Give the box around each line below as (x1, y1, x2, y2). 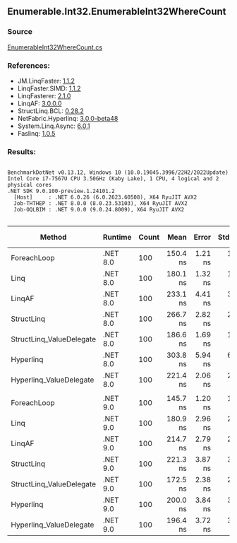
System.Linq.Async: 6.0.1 (17, 122, 90, 130)
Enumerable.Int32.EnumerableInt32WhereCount (7, 6, 227, 18)
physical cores (7, 182, 52, 189)
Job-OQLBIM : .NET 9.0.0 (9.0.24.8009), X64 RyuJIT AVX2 (13, 206, 185, 214)
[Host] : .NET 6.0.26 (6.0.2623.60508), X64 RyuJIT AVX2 (13, 194, 197, 201)
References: (7, 60, 51, 70)
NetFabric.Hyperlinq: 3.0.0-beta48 (17, 114, 119, 122)
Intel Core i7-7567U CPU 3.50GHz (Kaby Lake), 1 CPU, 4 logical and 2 (7, 175, 219, 182)
